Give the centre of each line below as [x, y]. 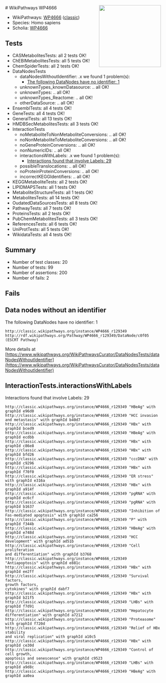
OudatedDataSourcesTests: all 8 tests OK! [55, 203]
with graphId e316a [25, 480]
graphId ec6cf [20, 498]
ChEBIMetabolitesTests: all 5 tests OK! [51, 60]
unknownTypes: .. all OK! [45, 92]
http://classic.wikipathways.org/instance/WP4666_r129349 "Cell [73, 545]
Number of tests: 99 [33, 267]
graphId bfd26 [20, 455]
